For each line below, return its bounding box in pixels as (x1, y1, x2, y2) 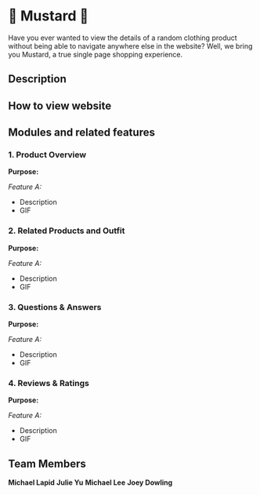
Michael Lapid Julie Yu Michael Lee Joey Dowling (8, 478, 173, 487)
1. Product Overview (8, 149, 87, 160)
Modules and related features (8, 126, 155, 140)
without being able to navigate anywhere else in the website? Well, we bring (8, 41, 253, 50)
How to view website (8, 99, 112, 112)
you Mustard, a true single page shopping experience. (8, 49, 183, 59)
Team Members (8, 457, 86, 470)
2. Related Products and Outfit (8, 225, 125, 236)
